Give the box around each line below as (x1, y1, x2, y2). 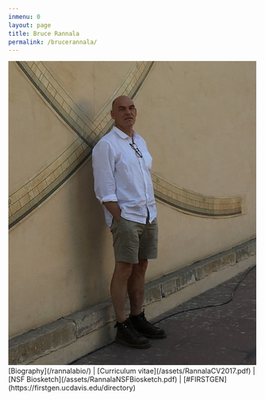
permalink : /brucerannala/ (8, 38, 98, 46)
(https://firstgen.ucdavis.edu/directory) (8, 383, 136, 392)
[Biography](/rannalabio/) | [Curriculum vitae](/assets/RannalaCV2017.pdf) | (8, 366, 255, 375)
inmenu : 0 (8, 13, 41, 21)
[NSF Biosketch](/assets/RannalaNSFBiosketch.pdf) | (8, 374, 182, 384)
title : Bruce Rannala (8, 29, 80, 37)
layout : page (8, 21, 52, 29)
